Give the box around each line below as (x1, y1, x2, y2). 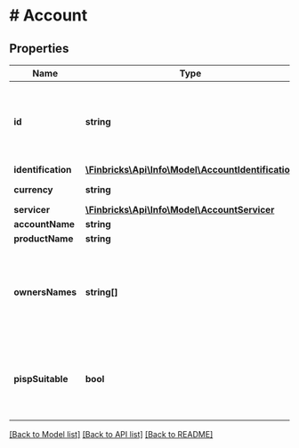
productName (13, 232, 74, 245)
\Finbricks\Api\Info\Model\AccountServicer (85, 204, 275, 216)
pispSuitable (13, 373, 69, 385)
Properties (9, 41, 69, 56)
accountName (13, 218, 76, 230)
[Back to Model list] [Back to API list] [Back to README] (9, 429, 214, 439)
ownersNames (13, 286, 77, 298)
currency (13, 183, 53, 196)
